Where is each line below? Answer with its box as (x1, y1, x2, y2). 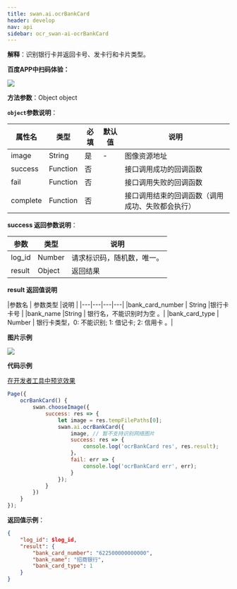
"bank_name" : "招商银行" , (32, 556, 104, 563)
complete (11, 195, 42, 205)
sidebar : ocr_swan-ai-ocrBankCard (7, 30, 109, 37)
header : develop (7, 17, 55, 24)
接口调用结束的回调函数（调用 (124, 191, 224, 201)
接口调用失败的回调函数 (124, 178, 203, 188)
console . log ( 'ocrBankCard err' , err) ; (83, 463, 197, 470)
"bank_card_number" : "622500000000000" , (32, 549, 153, 557)
